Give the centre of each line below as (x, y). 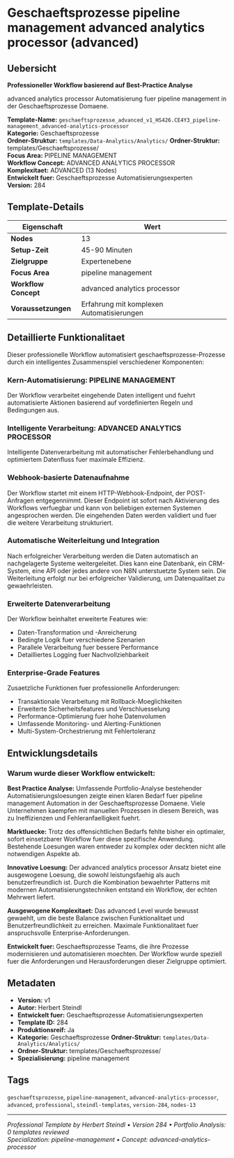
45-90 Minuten (107, 249)
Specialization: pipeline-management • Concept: (78, 1139)
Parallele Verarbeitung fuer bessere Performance (88, 647)
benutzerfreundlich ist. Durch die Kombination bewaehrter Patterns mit (109, 883)
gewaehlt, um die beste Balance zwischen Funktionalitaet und (96, 918)
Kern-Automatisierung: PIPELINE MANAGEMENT (92, 380)
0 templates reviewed (38, 1132)
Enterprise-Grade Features (54, 673)
